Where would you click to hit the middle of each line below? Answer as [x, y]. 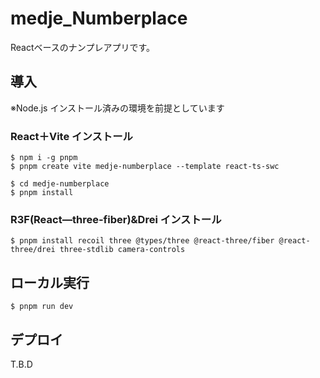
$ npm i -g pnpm [44, 158]
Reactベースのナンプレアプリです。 [83, 47]
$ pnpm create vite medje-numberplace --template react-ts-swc [145, 167]
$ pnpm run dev [42, 307]
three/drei [33, 250]
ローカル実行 [50, 282]
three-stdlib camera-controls [122, 250]
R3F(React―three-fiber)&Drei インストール [116, 219]
